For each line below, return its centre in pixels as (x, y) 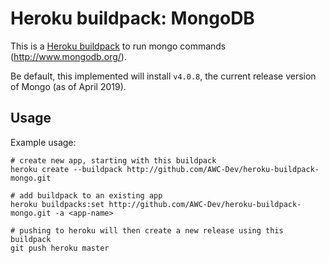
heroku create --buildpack (66, 169)
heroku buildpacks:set (57, 204)
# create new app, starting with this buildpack (113, 160)
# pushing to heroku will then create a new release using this (147, 230)
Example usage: (43, 142)
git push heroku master (60, 248)
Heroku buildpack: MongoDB (132, 18)
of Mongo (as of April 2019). (68, 86)
